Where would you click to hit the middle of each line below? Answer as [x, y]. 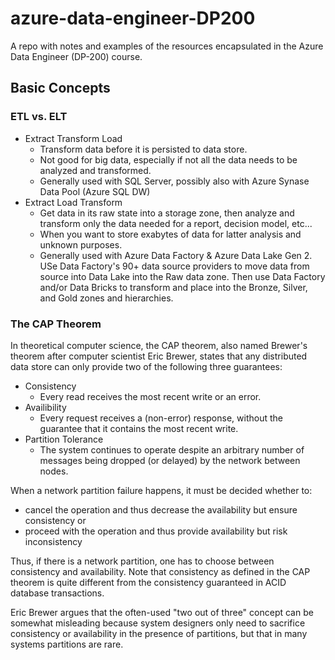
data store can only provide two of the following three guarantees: [146, 366]
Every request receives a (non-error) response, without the [161, 418]
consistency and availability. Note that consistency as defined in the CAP [160, 571]
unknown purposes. [81, 244]
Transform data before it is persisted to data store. [143, 149]
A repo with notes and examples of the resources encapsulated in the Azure [167, 46]
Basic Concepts [60, 88]
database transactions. [57, 593]
